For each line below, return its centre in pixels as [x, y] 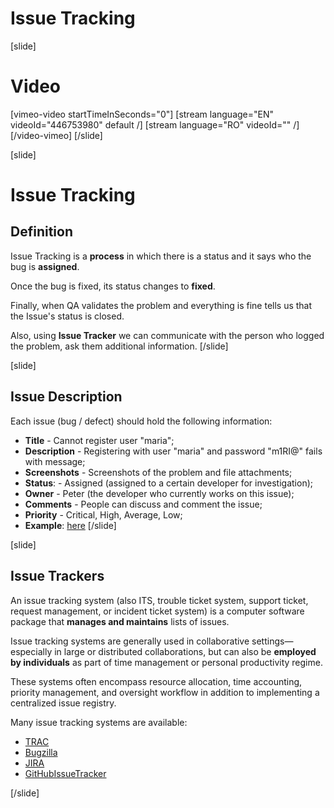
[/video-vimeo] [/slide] [56, 135]
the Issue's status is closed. [67, 316]
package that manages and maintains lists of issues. [120, 621]
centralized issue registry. [63, 703]
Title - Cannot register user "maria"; [99, 440]
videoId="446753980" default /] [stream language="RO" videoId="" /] [155, 124]
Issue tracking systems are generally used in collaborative [130, 641]
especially [31, 651]
